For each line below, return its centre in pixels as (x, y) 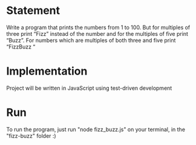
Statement (33, 11)
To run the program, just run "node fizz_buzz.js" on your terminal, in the (96, 129)
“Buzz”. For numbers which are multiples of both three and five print (91, 40)
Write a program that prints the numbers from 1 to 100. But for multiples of (98, 27)
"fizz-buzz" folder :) (31, 136)
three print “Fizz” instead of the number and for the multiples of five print (97, 33)
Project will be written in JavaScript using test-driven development (89, 88)
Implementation (47, 71)
